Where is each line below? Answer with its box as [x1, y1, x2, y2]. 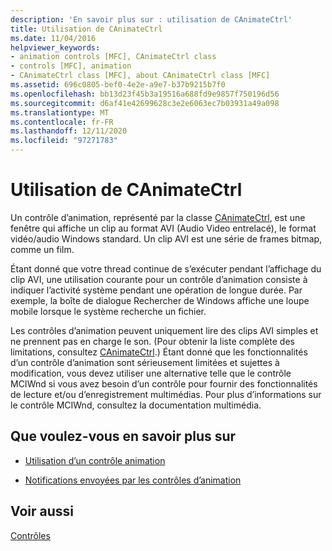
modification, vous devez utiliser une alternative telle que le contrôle [10, 367, 292, 379]
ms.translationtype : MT [10, 107, 110, 118]
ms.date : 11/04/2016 [10, 33, 97, 43]
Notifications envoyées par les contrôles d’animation [24, 474, 242, 486]
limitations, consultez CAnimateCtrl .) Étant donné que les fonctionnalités [10, 346, 308, 358]
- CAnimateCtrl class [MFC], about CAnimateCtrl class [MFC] [10, 71, 271, 81]
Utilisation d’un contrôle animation [24, 454, 166, 466]
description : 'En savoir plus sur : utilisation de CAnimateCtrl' [10, 14, 293, 25]
